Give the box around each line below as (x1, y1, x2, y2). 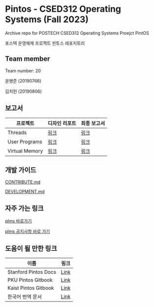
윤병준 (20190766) (5, 77, 42, 84)
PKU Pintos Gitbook (7, 277, 53, 283)
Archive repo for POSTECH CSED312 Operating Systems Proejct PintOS (5, 30, 149, 36)
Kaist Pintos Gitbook (7, 284, 54, 291)
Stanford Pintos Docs (7, 269, 56, 275)
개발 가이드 (5, 166, 37, 174)
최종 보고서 (81, 120, 105, 127)
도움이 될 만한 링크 (5, 244, 57, 253)
